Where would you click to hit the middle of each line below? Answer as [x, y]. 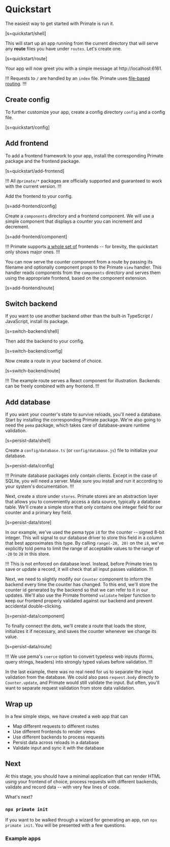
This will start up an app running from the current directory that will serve [82, 43]
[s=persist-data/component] [35, 616]
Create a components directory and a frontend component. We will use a [80, 216]
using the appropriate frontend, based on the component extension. [76, 278]
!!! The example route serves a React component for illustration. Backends [82, 381]
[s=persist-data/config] [30, 466]
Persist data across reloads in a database [56, 742]
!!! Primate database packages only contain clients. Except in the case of [81, 475]
